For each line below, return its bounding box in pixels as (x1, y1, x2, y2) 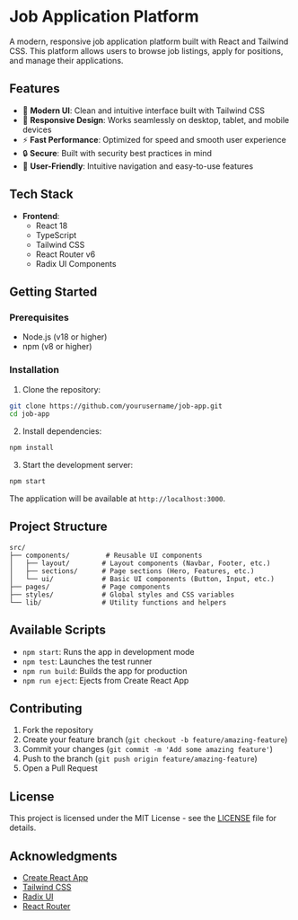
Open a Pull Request (22, 763, 99, 774)
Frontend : (22, 210, 60, 221)
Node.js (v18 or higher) (22, 332, 108, 342)
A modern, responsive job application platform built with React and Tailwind (9, 36, 289, 47)
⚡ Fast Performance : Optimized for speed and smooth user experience (22, 134, 287, 145)
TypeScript (35, 229, 77, 240)
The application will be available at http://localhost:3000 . (9, 493, 226, 504)
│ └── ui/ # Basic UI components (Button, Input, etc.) (9, 574, 276, 583)
